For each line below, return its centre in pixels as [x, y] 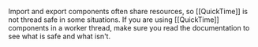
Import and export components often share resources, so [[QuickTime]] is [128, 11]
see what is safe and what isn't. [60, 36]
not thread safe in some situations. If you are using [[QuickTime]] [114, 20]
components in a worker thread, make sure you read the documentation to [129, 28]
